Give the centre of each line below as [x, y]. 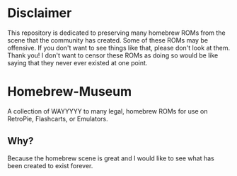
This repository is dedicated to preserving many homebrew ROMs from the [116, 33]
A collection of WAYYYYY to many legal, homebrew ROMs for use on [108, 111]
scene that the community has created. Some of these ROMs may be [108, 40]
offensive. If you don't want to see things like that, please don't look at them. [119, 48]
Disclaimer [40, 13]
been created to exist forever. [50, 165]
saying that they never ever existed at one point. [77, 62]
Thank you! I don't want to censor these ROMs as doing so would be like [113, 55]
